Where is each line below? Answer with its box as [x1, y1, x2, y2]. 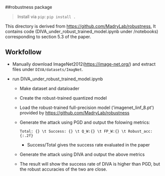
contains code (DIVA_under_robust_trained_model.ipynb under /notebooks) [5, 29, 159, 34]
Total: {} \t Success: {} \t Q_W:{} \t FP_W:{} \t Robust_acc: [19, 129, 153, 134]
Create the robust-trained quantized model [19, 95, 107, 101]
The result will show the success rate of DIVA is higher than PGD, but [19, 161, 161, 167]
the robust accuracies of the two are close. [19, 166, 108, 172]
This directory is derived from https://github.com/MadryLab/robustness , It [5, 23, 156, 29]
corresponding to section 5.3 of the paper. [5, 34, 91, 39]
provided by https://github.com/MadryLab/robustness [19, 109, 130, 115]
